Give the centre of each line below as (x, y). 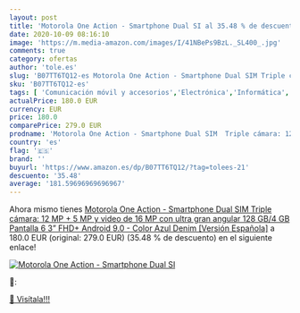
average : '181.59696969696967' (67, 184)
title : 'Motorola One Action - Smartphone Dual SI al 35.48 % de (133, 26)
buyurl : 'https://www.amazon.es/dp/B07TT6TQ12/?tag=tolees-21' (129, 167)
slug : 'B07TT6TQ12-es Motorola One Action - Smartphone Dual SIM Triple (147, 76)
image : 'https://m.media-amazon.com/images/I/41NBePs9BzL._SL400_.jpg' (145, 42)
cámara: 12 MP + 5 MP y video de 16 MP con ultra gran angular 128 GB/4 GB (150, 219)
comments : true (37, 51)
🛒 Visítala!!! (30, 300)
